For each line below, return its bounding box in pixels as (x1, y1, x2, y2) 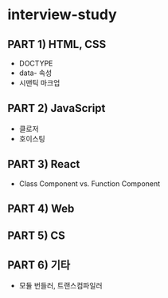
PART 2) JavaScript (7, 101, 106, 115)
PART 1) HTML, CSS (7, 38, 107, 51)
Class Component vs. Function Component (18, 178, 161, 189)
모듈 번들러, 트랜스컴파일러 (18, 281, 103, 291)
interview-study (7, 6, 117, 24)
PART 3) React (7, 157, 80, 171)
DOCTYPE (18, 58, 53, 68)
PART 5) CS (7, 229, 65, 243)
